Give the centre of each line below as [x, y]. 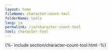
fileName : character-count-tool [37, 14]
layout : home [18, 9]
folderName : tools [23, 18]
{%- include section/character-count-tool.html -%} [56, 45]
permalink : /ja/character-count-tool [43, 27]
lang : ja [14, 23]
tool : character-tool [27, 31]
